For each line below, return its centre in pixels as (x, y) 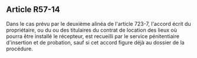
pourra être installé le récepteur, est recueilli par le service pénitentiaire (93, 36)
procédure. (20, 49)
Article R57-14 (33, 10)
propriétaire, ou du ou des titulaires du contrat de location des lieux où (91, 30)
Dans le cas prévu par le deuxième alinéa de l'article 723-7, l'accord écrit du (98, 23)
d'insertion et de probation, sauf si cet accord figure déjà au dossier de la (95, 42)
